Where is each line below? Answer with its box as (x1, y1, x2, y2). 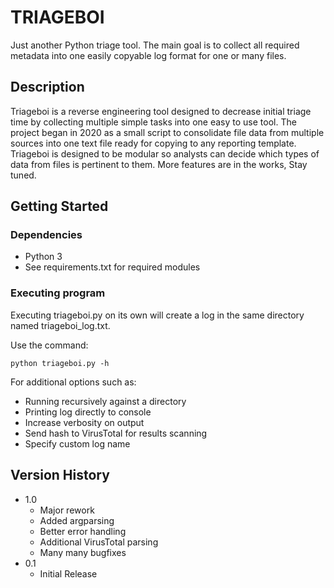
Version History (10, 467, 110, 484)
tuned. (10, 169, 37, 181)
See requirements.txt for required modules (24, 261, 201, 273)
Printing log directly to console (24, 406, 152, 418)
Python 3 (24, 251, 63, 263)
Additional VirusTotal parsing (39, 536, 159, 548)
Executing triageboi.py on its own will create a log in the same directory (10, 309, 305, 321)
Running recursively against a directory (24, 395, 187, 407)
